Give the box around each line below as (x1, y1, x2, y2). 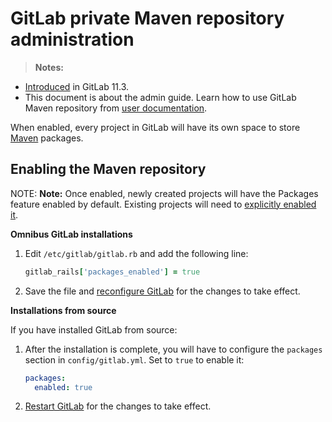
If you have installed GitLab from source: (10, 323, 178, 336)
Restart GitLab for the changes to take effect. (24, 400, 212, 412)
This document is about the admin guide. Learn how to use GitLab (24, 91, 297, 103)
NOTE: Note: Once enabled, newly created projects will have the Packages (10, 187, 319, 199)
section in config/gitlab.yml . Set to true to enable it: (24, 353, 245, 366)
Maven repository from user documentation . (24, 102, 208, 114)
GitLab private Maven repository (10, 7, 285, 30)
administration (10, 28, 135, 51)
